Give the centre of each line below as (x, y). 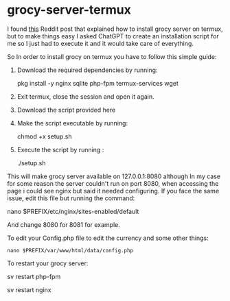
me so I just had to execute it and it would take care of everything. (101, 43)
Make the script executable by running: (72, 123)
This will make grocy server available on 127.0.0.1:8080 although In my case (114, 176)
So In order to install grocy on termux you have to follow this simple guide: (112, 56)
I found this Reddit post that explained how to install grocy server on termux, (115, 29)
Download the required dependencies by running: (87, 70)
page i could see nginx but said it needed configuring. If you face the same (113, 191)
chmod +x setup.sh (44, 136)
